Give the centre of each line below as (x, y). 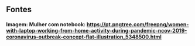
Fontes (19, 10)
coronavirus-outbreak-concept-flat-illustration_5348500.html (84, 37)
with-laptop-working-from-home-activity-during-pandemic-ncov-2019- (97, 30)
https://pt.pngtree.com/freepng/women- (138, 24)
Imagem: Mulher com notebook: (46, 24)
